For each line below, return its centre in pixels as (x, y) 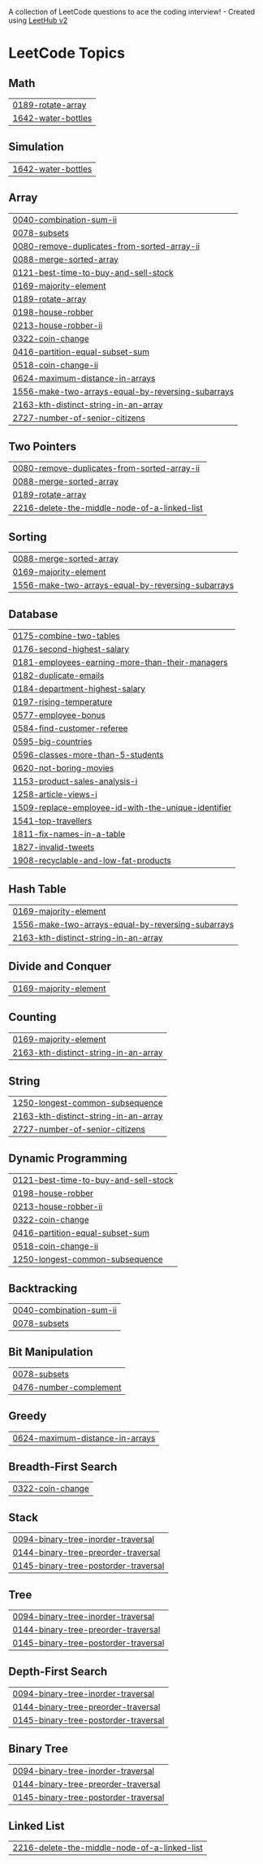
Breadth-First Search (63, 1466)
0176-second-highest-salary (71, 650)
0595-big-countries (52, 741)
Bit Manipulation (51, 1352)
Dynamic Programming (68, 1158)
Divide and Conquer (60, 967)
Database (33, 614)
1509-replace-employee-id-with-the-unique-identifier (122, 808)
